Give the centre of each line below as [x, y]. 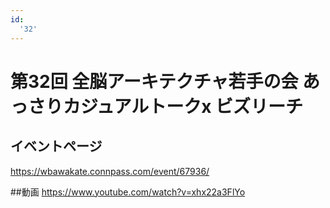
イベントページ [56, 146]
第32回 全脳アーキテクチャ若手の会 [154, 81]
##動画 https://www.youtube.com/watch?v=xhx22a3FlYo [128, 192]
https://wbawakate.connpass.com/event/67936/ [110, 171]
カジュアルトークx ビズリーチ [183, 106]
